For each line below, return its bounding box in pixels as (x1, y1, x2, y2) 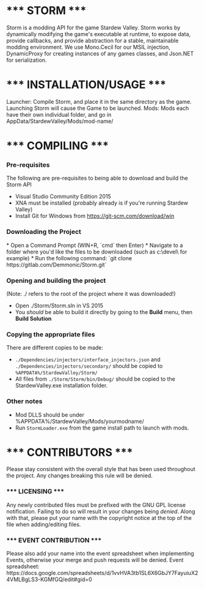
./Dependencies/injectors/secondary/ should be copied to (15, 362, 163, 370)
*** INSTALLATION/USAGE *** (6, 78, 167, 92)
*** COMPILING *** (6, 139, 109, 153)
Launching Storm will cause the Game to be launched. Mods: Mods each (6, 104, 189, 112)
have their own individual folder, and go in (6, 111, 112, 118)
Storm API (6, 181, 32, 188)
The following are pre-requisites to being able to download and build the (6, 175, 188, 182)
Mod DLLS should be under (15, 411, 84, 419)
